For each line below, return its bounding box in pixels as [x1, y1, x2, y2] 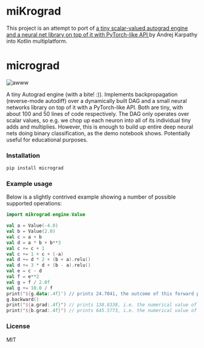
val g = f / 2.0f [6, 279, 50, 285]
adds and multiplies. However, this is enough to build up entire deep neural [6, 123, 193, 130]
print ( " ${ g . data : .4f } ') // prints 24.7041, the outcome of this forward [6, 291, 194, 297]
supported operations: [6, 200, 63, 207]
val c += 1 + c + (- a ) [6, 251, 64, 257]
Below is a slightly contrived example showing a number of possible [6, 193, 176, 201]
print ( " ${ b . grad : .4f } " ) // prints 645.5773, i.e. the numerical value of [6, 308, 197, 314]
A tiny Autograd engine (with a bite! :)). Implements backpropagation [6, 90, 178, 98]
